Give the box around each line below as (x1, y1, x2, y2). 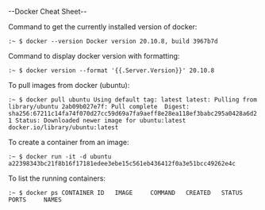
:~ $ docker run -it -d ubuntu (8, 153, 112, 161)
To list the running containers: (8, 174, 106, 183)
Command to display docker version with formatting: (8, 52, 180, 60)
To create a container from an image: (8, 138, 129, 147)
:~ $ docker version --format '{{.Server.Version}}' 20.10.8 (8, 67, 215, 74)
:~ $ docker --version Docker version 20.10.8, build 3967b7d (8, 37, 218, 45)
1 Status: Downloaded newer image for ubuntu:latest (8, 116, 186, 124)
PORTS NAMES (8, 196, 62, 204)
